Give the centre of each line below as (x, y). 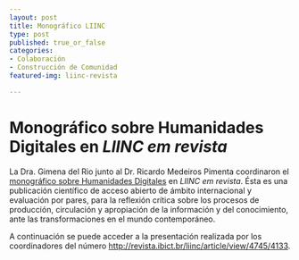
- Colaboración (37, 59)
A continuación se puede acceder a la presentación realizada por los (136, 236)
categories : (31, 51)
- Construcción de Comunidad (63, 68)
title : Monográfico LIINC (57, 26)
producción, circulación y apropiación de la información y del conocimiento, (149, 209)
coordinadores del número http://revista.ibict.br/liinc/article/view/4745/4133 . (150, 246)
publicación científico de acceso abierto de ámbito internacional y (131, 190)
